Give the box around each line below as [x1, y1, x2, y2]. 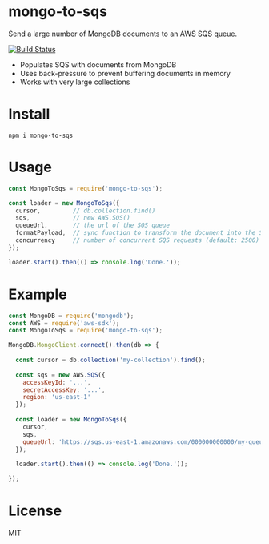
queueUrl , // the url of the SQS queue [15, 221, 171, 230]
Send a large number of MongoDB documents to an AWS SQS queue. [8, 29, 238, 38]
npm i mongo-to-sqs [8, 131, 74, 139]
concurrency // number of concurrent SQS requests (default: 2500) [15, 236, 260, 244]
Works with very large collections [19, 77, 130, 87]
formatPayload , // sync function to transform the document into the [15, 229, 256, 237]
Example [8, 285, 67, 303]
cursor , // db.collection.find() [15, 207, 156, 215]
